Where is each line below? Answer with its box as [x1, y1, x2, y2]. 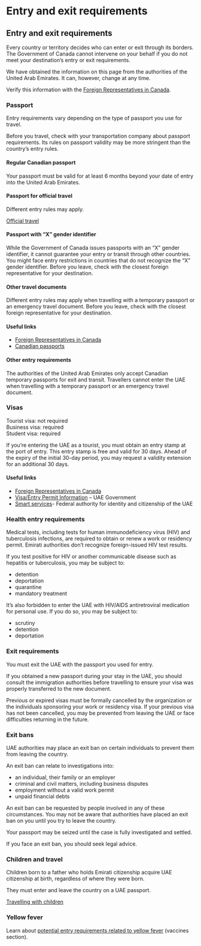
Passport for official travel [6, 193, 73, 200]
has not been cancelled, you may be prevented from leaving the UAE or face [6, 709, 194, 716]
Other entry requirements [6, 356, 72, 363]
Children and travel [6, 855, 63, 863]
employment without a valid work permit [14, 786, 115, 794]
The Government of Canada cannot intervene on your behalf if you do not [6, 50, 188, 57]
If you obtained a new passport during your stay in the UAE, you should [6, 672, 182, 679]
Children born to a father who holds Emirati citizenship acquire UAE [6, 869, 172, 876]
